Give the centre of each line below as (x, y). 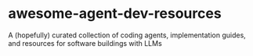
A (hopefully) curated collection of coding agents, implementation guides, (127, 35)
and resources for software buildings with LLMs (85, 43)
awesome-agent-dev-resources (115, 14)
